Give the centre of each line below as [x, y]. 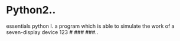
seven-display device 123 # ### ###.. [52, 32]
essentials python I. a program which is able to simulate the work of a [91, 26]
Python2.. [31, 10]
